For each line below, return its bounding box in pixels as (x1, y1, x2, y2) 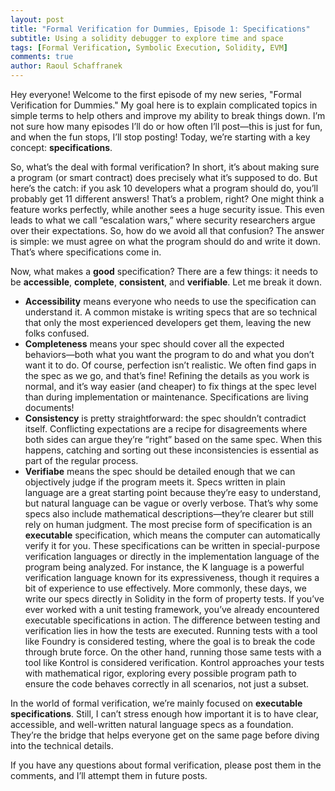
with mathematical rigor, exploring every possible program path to (24, 667, 297, 679)
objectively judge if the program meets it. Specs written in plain (24, 476, 286, 488)
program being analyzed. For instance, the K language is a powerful (24, 561, 305, 573)
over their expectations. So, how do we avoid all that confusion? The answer (10, 225, 325, 236)
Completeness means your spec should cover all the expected (24, 338, 285, 350)
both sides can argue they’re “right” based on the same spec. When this (24, 434, 323, 445)
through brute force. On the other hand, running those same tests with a (24, 646, 322, 658)
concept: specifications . (10, 142, 113, 153)
